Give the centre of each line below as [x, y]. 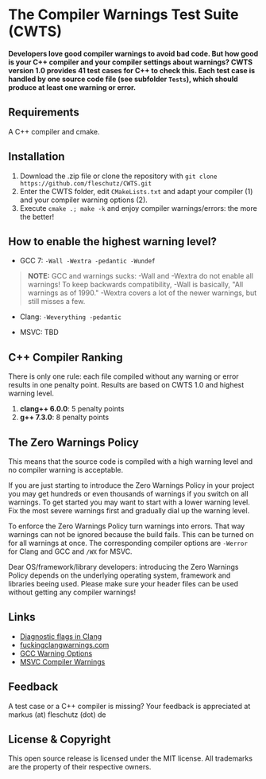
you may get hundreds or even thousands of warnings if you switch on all [128, 494]
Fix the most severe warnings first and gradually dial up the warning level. [129, 510]
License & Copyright [60, 740]
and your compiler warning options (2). [84, 200]
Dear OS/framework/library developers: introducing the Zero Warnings [124, 567]
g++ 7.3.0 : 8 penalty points [64, 417]
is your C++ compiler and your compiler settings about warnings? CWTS [131, 62]
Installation [37, 157]
